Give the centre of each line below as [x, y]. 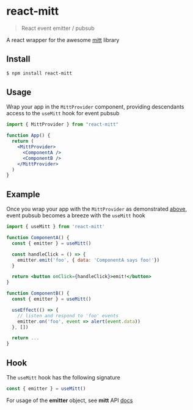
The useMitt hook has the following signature [63, 377]
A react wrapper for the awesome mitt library [63, 40]
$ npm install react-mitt [39, 73]
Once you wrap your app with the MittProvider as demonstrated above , [97, 209]
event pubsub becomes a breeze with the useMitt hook [76, 215]
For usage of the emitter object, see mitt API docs [70, 400]
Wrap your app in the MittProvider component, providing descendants [95, 107]
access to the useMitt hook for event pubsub [63, 113]
